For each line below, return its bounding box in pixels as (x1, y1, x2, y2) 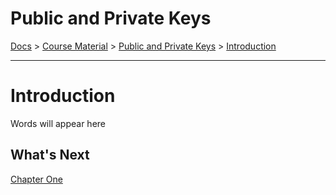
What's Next (10, 147, 90, 164)
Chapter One (10, 173, 63, 185)
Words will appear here (10, 117, 106, 129)
